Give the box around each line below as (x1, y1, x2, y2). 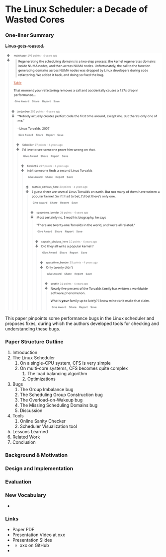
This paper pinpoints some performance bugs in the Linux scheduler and (5, 315, 155, 321)
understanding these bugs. (5, 325, 61, 331)
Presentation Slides (12, 537, 52, 543)
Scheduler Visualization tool (19, 423, 77, 429)
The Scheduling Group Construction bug (19, 392, 103, 398)
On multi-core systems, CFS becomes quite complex (19, 365, 128, 371)
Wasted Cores (5, 14, 65, 25)
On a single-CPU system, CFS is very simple (19, 360, 111, 366)
